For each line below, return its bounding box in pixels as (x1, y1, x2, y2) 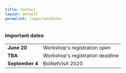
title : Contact (5, 7, 36, 12)
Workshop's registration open (43, 44, 111, 51)
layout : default (5, 12, 38, 17)
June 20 (7, 44, 27, 51)
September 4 (7, 60, 38, 67)
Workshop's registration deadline (43, 52, 119, 59)
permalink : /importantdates (5, 16, 62, 21)
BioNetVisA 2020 (43, 60, 83, 67)
